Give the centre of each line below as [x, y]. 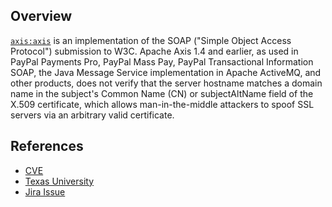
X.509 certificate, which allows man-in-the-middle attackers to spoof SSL [162, 104]
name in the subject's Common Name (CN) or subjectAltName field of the [162, 93]
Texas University [59, 181]
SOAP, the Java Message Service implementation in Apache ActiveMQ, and [166, 72]
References [47, 146]
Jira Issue [45, 191]
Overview [41, 16]
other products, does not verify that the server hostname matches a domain [166, 83]
